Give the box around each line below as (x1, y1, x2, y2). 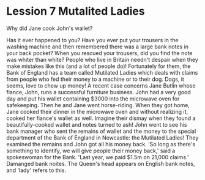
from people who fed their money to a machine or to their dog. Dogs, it (6, 75, 185, 83)
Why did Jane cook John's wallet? (6, 24, 93, 32)
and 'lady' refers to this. (6, 167, 66, 174)
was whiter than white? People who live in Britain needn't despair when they (6, 56, 199, 63)
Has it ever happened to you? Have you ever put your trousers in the (6, 36, 179, 43)
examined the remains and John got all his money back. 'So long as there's (6, 140, 196, 148)
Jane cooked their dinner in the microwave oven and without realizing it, (6, 108, 188, 115)
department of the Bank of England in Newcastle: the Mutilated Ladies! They (6, 133, 199, 141)
